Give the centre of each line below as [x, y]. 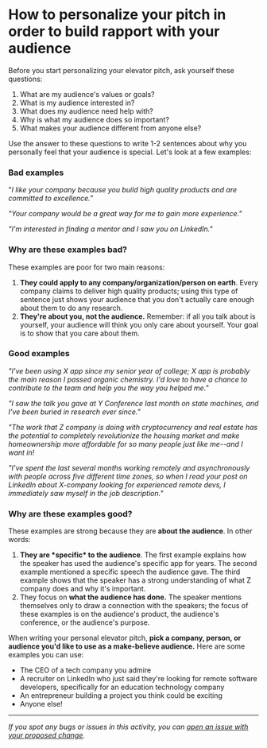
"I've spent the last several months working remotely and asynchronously [129, 467]
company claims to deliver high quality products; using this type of [129, 291]
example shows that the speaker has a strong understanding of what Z [135, 580]
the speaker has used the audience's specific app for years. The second [138, 564]
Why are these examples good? [70, 514]
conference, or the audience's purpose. [85, 622]
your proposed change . [47, 735]
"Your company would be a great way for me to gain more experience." [125, 214]
